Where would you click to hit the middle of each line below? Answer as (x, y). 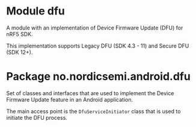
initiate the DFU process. (37, 117)
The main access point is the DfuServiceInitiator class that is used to (93, 111)
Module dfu (35, 11)
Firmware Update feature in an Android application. (70, 99)
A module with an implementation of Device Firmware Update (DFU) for (95, 28)
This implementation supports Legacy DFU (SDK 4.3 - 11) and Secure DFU (98, 46)
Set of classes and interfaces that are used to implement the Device (90, 93)
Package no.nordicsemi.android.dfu (98, 77)
